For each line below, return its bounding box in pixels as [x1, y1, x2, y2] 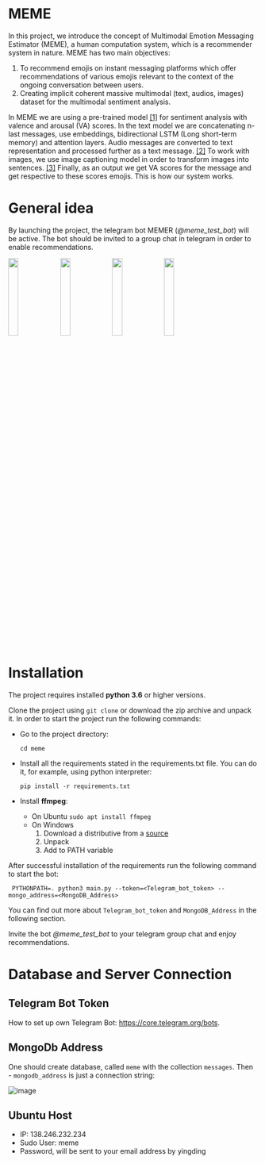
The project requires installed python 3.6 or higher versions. [8, 690, 206, 699]
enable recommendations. [8, 242, 94, 252]
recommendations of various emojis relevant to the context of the [19, 71, 234, 81]
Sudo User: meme [19, 1138, 79, 1147]
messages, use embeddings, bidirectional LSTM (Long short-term [21, 129, 237, 139]
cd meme [19, 744, 45, 752]
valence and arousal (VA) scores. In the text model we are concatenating [8, 121, 246, 130]
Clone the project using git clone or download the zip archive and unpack [8, 705, 252, 715]
